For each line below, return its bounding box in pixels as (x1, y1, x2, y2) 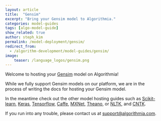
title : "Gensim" (5, 12, 41, 17)
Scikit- (142, 96, 156, 102)
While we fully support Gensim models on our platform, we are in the (5, 81, 145, 87)
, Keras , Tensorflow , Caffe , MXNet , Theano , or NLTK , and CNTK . (15, 101, 146, 107)
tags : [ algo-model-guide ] (5, 26, 58, 31)
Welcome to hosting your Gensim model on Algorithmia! (5, 71, 119, 77)
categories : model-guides (5, 21, 58, 26)
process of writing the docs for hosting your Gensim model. (5, 86, 127, 92)
